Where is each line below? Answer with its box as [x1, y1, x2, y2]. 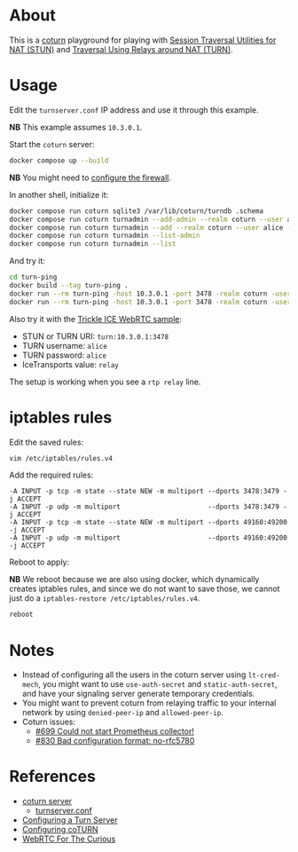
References [9, 767, 96, 786]
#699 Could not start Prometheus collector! [35, 726, 195, 737]
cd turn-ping [9, 272, 58, 282]
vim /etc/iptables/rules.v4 [9, 454, 114, 462]
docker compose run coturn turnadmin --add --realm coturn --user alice [9, 223, 284, 232]
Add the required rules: [9, 469, 94, 480]
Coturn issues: [21, 716, 76, 728]
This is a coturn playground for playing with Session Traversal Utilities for [9, 35, 277, 45]
